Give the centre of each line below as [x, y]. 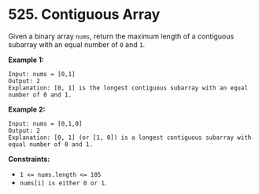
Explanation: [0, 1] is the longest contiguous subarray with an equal [128, 88]
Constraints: [29, 159]
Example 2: [27, 109]
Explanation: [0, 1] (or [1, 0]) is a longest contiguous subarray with [130, 137]
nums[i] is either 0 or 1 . [63, 182]
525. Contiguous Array [84, 15]
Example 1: [26, 60]
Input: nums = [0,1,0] [45, 123]
